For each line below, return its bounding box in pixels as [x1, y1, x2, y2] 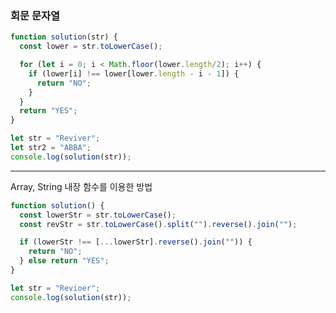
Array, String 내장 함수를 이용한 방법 [10, 180, 153, 192]
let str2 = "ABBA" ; [10, 143, 92, 153]
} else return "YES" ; [19, 256, 110, 266]
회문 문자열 [10, 8, 61, 22]
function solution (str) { [10, 32, 118, 42]
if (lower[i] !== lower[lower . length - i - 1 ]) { [28, 68, 240, 79]
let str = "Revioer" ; [10, 283, 101, 293]
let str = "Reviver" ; [10, 133, 101, 144]
